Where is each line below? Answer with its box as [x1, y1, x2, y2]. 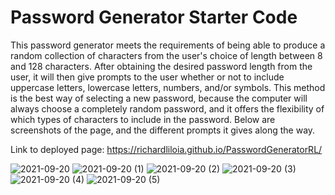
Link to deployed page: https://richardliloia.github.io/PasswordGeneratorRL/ [10, 143, 323, 155]
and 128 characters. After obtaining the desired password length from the [10, 60, 313, 72]
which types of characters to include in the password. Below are [10, 113, 276, 125]
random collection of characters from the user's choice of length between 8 [10, 49, 323, 61]
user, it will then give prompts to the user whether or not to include [10, 71, 285, 83]
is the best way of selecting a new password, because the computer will [10, 92, 308, 104]
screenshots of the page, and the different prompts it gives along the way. [10, 124, 316, 136]
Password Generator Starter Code [10, 6, 298, 29]
